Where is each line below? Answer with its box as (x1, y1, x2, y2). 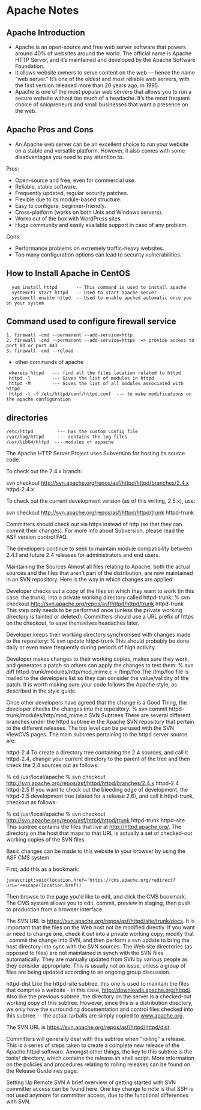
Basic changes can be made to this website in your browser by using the (6, 848, 186, 855)
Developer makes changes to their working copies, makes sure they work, (6, 655, 190, 663)
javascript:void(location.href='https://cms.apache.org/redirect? (6, 878, 176, 884)
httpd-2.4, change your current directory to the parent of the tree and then (6, 755, 190, 763)
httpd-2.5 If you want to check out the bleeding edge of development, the (6, 786, 188, 793)
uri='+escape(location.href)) (6, 882, 82, 889)
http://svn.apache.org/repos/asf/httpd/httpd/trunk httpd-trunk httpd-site (6, 817, 185, 824)
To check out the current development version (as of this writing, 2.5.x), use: (6, 497, 196, 505)
